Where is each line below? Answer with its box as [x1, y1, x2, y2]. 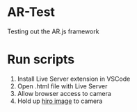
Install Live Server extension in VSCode [17, 74, 131, 83]
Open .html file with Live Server [17, 81, 108, 90]
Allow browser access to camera [17, 89, 111, 97]
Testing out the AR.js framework [7, 27, 99, 35]
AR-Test [7, 4, 56, 20]
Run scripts [7, 51, 75, 67]
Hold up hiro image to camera [17, 97, 103, 105]
